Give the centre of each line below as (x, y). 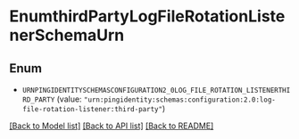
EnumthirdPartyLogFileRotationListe (147, 16)
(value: (69, 99)
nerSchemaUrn (67, 35)
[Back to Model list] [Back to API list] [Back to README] (112, 126)
